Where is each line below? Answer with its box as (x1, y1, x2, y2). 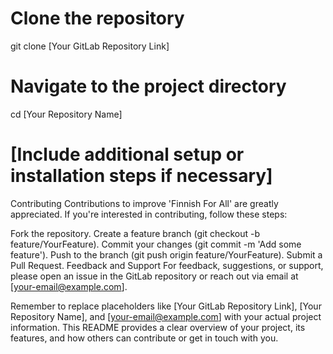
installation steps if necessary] (10, 165, 273, 187)
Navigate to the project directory (10, 75, 287, 98)
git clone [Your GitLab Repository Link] (10, 40, 170, 52)
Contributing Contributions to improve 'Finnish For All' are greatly (10, 197, 279, 209)
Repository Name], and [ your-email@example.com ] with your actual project (10, 310, 322, 322)
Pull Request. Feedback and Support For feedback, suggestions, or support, (10, 259, 324, 271)
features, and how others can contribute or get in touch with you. (10, 332, 279, 344)
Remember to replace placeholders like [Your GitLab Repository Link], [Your (10, 300, 322, 312)
